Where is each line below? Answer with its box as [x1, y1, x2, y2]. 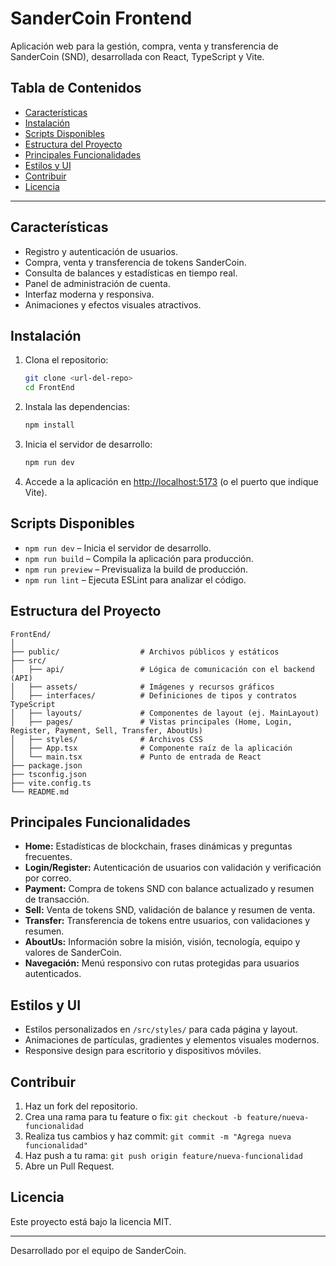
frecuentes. [24, 851, 73, 863]
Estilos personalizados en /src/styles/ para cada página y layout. [24, 1023, 298, 1036]
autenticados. [24, 968, 82, 980]
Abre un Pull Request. [24, 1160, 115, 1172]
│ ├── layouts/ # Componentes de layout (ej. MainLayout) [10, 708, 320, 718]
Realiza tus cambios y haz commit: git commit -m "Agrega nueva [24, 1130, 292, 1142]
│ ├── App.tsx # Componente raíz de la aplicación [10, 743, 293, 753]
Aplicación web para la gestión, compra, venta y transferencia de [10, 40, 279, 52]
